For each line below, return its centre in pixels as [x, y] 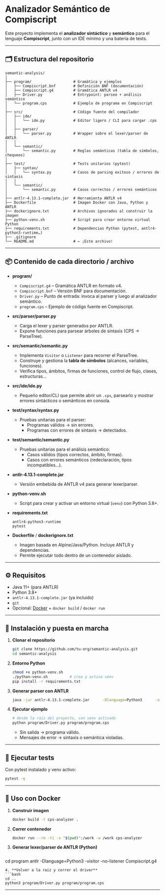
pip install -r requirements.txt [46, 681]
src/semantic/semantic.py [40, 346]
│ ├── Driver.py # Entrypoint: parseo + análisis [73, 95]
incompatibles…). [44, 465]
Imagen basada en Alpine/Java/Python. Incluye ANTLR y [77, 545]
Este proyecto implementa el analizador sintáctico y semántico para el [77, 33]
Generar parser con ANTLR [40, 691]
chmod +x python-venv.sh [38, 672]
